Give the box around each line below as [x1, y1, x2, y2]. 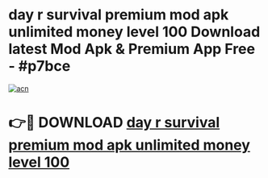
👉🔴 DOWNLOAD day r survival [8, 114, 220, 132]
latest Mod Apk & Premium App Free [8, 40, 256, 58]
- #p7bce [8, 57, 71, 76]
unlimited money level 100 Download [8, 23, 261, 41]
